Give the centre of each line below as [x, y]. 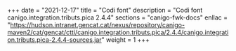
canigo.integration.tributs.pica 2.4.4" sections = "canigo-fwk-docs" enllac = [118, 17]
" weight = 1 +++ [125, 40]
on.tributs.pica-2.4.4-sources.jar [54, 40]
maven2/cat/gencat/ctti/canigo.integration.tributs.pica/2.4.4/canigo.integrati [118, 32]
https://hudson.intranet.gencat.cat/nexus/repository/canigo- [97, 25]
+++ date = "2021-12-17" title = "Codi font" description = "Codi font [105, 10]
